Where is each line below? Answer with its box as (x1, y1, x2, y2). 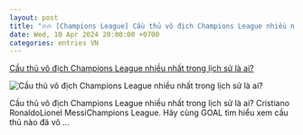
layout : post (9, 13, 59, 22)
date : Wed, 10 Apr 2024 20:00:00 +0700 (9, 30, 160, 39)
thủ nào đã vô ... (9, 117, 70, 128)
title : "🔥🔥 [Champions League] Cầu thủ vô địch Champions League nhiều (9, 22, 287, 31)
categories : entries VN (9, 38, 99, 48)
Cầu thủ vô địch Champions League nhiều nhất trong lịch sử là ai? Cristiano (9, 98, 290, 109)
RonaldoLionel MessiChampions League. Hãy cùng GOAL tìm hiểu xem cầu (9, 107, 289, 118)
